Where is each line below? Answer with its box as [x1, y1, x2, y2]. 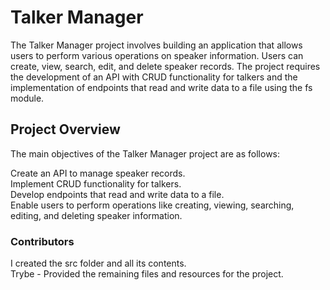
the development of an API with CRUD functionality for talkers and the [10, 71, 298, 83]
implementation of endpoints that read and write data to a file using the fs [10, 81, 313, 93]
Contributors [10, 234, 75, 248]
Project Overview [10, 121, 121, 138]
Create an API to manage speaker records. [10, 167, 186, 179]
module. [10, 92, 45, 104]
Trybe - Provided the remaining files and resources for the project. [10, 268, 284, 280]
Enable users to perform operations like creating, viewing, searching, [10, 199, 295, 211]
